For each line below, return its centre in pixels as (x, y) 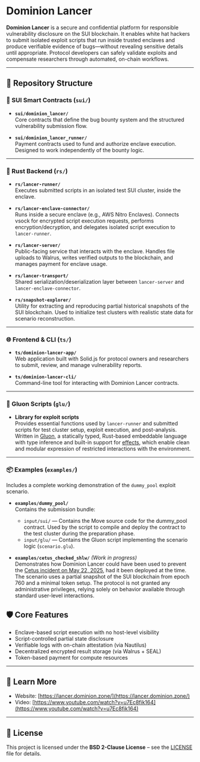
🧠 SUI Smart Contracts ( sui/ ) (49, 101)
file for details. (24, 754)
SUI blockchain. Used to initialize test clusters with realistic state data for (104, 312)
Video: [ (24, 703)
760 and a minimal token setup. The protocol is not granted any (93, 583)
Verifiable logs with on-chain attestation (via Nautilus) (81, 645)
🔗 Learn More (32, 682)
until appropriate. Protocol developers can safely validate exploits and (92, 52)
